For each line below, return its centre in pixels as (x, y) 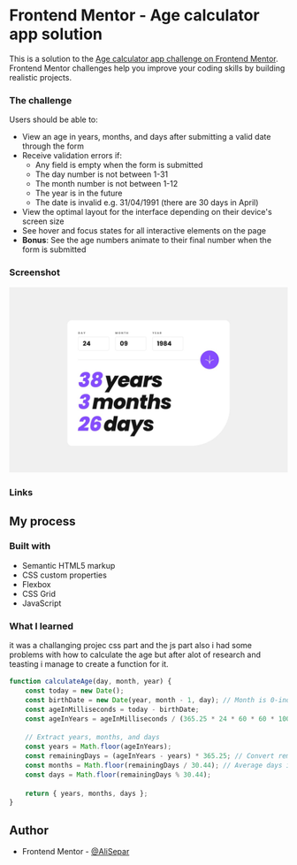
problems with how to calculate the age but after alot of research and (135, 654)
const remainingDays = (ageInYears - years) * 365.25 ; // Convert (150, 756)
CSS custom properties (65, 575)
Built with (30, 547)
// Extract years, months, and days (93, 738)
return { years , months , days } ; (87, 793)
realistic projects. (41, 77)
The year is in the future (79, 193)
